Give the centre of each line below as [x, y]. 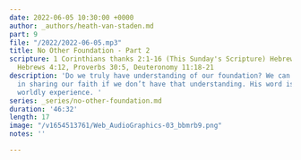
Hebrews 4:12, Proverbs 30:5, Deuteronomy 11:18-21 [116, 68]
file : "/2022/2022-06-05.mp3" [66, 42]
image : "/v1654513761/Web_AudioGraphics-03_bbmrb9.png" [116, 126]
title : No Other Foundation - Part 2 [80, 51]
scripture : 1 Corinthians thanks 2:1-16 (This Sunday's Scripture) [138, 59]
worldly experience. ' [60, 92]
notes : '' [28, 134]
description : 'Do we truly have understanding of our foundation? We [142, 76]
